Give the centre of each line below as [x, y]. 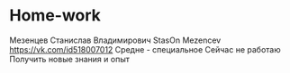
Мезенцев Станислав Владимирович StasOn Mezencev [115, 40]
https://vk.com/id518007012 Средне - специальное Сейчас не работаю [145, 49]
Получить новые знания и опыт [70, 59]
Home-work [55, 16]
